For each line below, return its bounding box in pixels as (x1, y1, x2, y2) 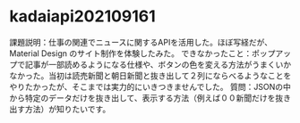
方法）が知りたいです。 (24, 103, 111, 114)
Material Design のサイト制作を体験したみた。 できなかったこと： (9, 47, 253, 59)
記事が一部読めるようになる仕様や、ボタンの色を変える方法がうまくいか (24, 59, 292, 70)
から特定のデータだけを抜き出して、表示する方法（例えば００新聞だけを (9, 92, 276, 103)
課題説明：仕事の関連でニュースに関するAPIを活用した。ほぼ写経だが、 (9, 37, 273, 47)
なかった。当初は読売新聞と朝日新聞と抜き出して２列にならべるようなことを (9, 70, 292, 81)
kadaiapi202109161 (9, 6, 157, 27)
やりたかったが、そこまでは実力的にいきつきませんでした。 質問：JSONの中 (9, 81, 291, 92)
